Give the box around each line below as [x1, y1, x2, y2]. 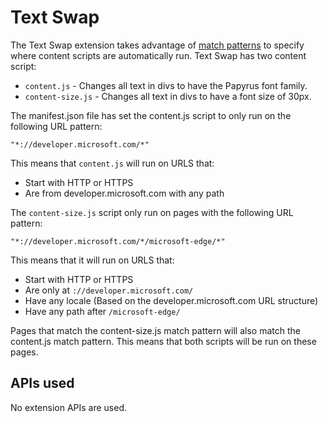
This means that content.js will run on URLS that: [10, 157, 215, 169]
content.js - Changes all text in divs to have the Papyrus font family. [24, 79, 308, 91]
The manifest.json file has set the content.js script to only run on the [10, 109, 292, 121]
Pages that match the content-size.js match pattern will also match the [10, 324, 301, 336]
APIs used [10, 375, 75, 392]
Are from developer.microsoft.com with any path [24, 187, 225, 199]
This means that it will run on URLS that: [10, 254, 175, 266]
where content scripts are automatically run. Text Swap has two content [10, 49, 307, 61]
